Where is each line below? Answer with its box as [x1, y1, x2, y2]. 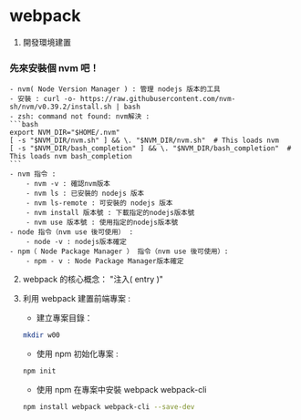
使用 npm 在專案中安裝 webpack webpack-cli [36, 384, 207, 394]
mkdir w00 [22, 331, 61, 340]
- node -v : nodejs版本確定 [26, 238, 128, 247]
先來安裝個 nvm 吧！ [9, 61, 99, 74]
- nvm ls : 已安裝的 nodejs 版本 [26, 189, 145, 199]
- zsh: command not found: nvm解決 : [9, 112, 150, 121]
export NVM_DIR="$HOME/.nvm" [9, 128, 120, 138]
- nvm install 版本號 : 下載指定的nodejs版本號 [26, 209, 195, 218]
